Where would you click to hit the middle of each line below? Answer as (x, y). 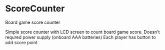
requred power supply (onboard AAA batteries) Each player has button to (80, 37)
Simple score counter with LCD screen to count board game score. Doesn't (82, 32)
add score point (21, 42)
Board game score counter (33, 22)
